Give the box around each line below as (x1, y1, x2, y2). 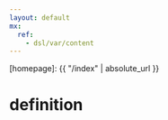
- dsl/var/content (25, 38, 94, 48)
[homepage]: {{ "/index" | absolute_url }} (9, 63, 160, 74)
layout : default (9, 13, 70, 23)
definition (9, 95, 84, 115)
